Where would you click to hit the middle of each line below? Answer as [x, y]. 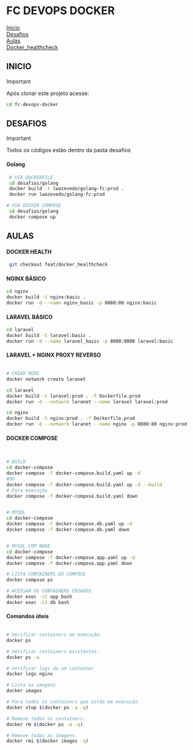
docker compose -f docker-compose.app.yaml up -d [71, 557]
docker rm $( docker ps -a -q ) [45, 724]
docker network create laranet [46, 379]
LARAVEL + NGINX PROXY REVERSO [54, 355]
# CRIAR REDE [23, 374]
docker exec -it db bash [38, 602]
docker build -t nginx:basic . [46, 297]
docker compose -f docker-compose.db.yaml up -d [69, 524]
